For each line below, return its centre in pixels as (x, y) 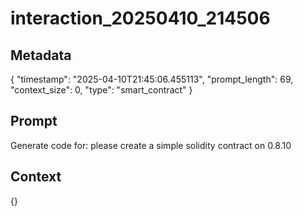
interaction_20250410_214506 (140, 18)
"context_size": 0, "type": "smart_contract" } (101, 90)
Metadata (41, 55)
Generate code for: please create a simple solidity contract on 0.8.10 (151, 145)
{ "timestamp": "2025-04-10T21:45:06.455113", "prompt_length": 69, (152, 79)
